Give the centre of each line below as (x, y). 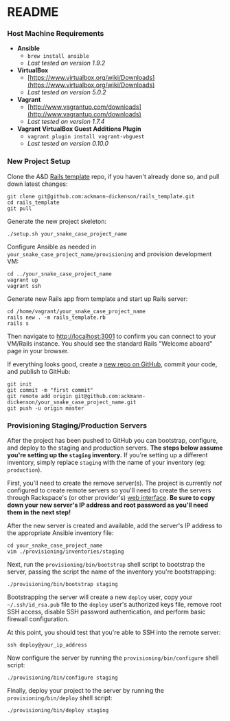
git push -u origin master (46, 408)
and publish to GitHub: (39, 371)
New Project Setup (39, 161)
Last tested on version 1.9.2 (66, 63)
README (33, 12)
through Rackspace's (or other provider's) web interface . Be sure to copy (111, 498)
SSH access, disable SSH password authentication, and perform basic (106, 612)
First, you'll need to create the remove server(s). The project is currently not (115, 483)
